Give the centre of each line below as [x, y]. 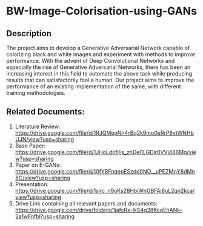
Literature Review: [38, 126]
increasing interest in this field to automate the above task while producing [99, 73]
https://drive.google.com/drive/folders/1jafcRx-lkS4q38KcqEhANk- [99, 210]
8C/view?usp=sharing [43, 178]
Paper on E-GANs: [38, 165]
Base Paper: [30, 146]
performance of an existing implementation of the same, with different [94, 86]
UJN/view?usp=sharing [45, 139]
